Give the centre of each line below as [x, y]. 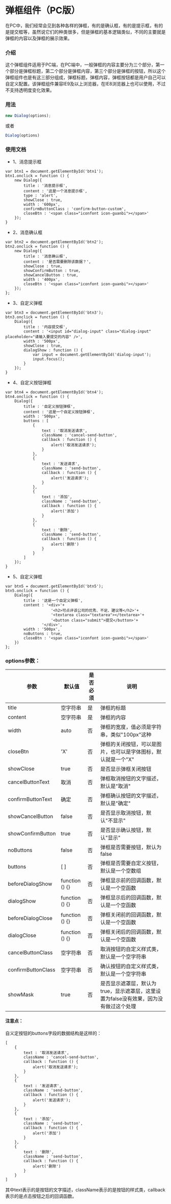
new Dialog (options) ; [28, 116]
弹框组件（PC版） [43, 10]
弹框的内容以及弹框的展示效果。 [39, 38]
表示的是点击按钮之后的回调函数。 [41, 1196]
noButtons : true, [43, 634]
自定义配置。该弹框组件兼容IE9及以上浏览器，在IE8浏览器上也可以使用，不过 [85, 84]
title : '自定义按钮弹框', [49, 406]
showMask [21, 994]
